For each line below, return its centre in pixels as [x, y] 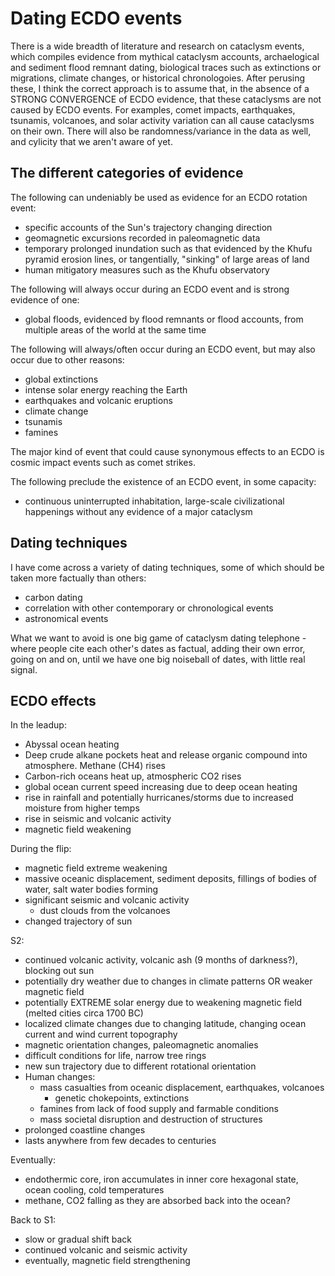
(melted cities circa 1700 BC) [84, 1013]
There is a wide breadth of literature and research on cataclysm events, [157, 46]
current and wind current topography [101, 1034]
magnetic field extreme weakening [96, 868]
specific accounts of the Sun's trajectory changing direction [148, 227]
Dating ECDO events [96, 18]
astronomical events [66, 618]
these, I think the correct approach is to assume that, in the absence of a [160, 88]
